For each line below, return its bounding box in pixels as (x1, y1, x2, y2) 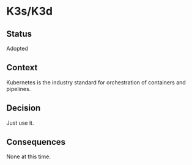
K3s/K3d (6, 4, 53, 18)
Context (6, 62, 38, 73)
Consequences (6, 137, 66, 147)
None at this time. (6, 153, 51, 160)
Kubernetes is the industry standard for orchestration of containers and (6, 78, 186, 86)
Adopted (6, 45, 29, 52)
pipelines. (6, 85, 31, 92)
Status (6, 29, 32, 39)
